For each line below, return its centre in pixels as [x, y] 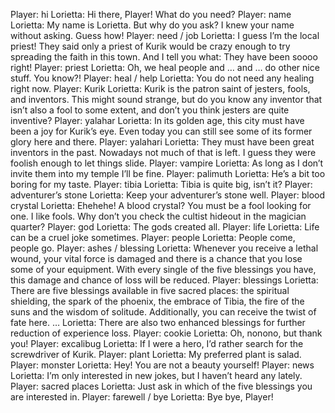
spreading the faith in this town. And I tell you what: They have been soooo [164, 57]
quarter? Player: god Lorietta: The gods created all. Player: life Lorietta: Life [165, 227]
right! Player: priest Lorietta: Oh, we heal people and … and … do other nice [165, 67]
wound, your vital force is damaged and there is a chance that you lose [156, 258]
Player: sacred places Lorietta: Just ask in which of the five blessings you [161, 386]
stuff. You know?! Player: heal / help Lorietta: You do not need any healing [162, 78]
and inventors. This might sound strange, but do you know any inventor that [166, 99]
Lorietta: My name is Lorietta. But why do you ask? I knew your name [152, 25]
